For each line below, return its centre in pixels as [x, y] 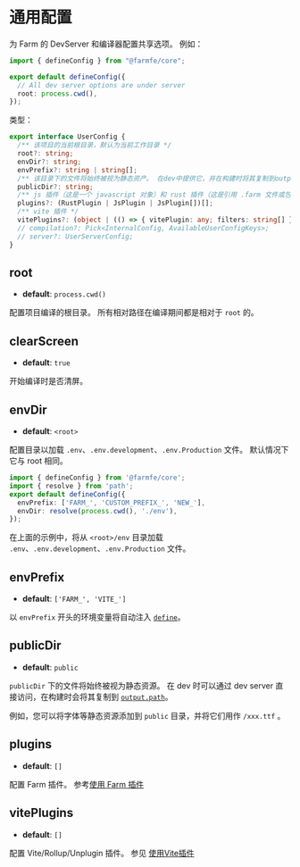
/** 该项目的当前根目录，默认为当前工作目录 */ [95, 146]
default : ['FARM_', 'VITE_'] [74, 599]
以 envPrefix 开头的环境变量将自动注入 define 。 [97, 617]
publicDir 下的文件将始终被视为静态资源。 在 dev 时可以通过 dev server [142, 685]
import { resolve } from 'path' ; [71, 486]
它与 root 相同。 [39, 461]
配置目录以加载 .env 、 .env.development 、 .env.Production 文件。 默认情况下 [149, 450]
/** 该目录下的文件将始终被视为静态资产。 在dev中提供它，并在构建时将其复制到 [146, 179]
